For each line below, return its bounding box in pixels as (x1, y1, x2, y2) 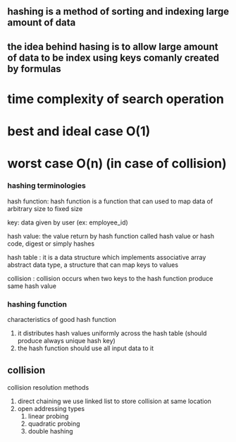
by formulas (7, 63, 61, 75)
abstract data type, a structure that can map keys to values (7, 261, 178, 269)
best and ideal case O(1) (7, 124, 151, 140)
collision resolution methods (7, 383, 89, 391)
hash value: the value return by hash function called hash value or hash (7, 232, 215, 240)
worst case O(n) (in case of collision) (7, 155, 227, 172)
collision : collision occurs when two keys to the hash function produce (7, 274, 213, 282)
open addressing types (17, 404, 85, 412)
